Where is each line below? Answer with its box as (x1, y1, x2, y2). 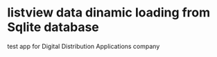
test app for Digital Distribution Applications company (7, 42, 160, 50)
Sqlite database (7, 19, 99, 35)
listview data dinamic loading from (7, 5, 211, 21)
